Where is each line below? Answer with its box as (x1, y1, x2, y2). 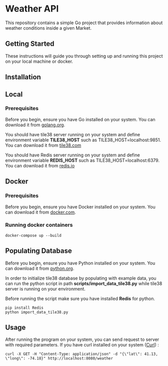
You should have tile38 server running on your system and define (5, 131, 140, 137)
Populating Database (5, 247, 72, 255)
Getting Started (5, 40, 55, 48)
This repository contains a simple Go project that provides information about (5, 20, 163, 26)
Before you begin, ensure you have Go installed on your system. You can (5, 116, 155, 122)
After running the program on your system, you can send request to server (5, 336, 159, 342)
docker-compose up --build (5, 233, 62, 238)
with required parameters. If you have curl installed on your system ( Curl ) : (5, 342, 159, 348)
